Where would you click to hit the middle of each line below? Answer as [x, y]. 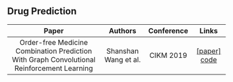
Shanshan [123, 51]
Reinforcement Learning [54, 68]
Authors [122, 30]
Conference [168, 30]
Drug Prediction [42, 11]
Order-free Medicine [54, 42]
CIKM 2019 [168, 55]
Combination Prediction [54, 51]
